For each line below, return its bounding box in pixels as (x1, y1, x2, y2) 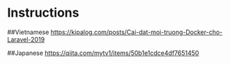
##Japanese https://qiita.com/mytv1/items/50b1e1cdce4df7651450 (7, 49, 199, 57)
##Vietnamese (7, 28, 49, 36)
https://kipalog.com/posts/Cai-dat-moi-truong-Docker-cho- (50, 28, 223, 36)
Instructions (7, 5, 79, 21)
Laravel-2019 (7, 35, 45, 43)
